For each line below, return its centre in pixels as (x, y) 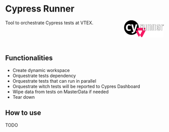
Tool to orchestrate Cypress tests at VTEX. (49, 23)
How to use (23, 113)
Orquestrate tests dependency (44, 76)
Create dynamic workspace (41, 70)
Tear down (24, 97)
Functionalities (29, 58)
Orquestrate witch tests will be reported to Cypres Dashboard (76, 86)
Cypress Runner (40, 9)
